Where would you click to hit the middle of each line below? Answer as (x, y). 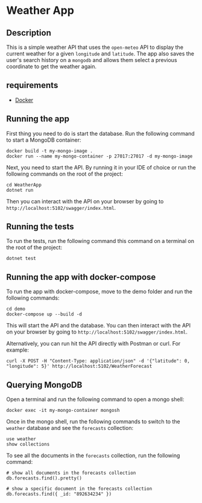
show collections (28, 444)
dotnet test (21, 259)
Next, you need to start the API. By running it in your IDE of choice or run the (101, 167)
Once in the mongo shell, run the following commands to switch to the (93, 422)
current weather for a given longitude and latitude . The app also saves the (100, 54)
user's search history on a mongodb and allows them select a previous (92, 60)
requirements (32, 85)
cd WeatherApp (24, 185)
